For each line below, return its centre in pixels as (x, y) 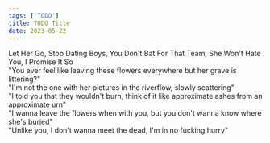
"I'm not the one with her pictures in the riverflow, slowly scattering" (122, 88)
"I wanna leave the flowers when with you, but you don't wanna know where (135, 113)
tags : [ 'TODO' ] (34, 16)
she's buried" (31, 122)
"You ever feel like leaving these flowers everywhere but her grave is (123, 71)
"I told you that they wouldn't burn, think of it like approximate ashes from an (135, 96)
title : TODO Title (39, 23)
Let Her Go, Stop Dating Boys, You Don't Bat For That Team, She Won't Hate (135, 54)
